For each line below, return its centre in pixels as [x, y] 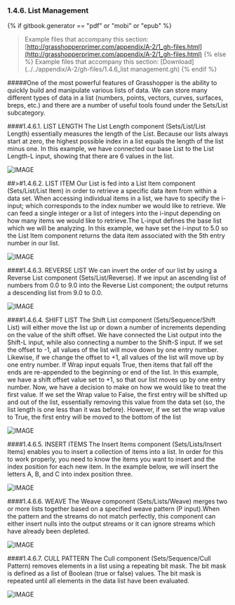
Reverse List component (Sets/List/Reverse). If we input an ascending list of [117, 278]
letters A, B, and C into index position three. [70, 474]
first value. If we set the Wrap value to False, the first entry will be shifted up [117, 395]
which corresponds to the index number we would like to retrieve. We [126, 206]
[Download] [177, 62]
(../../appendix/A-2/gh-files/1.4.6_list [76, 70]
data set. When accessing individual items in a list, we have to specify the [114, 198]
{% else [215, 54]
